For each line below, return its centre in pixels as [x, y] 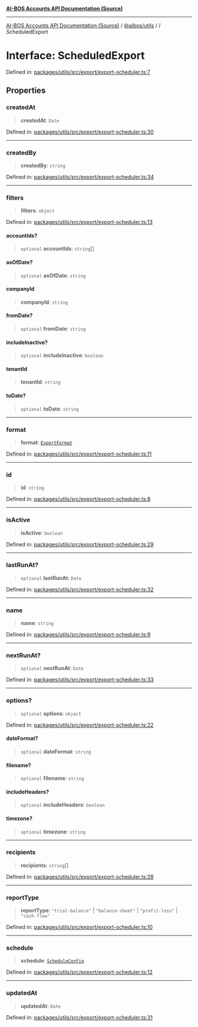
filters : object [37, 211]
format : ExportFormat [46, 442]
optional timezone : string [53, 831]
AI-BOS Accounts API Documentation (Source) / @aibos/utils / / [83, 25]
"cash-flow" [35, 916]
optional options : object [51, 713]
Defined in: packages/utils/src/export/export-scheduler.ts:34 [80, 177]
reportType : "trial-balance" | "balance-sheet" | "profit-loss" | [99, 911]
